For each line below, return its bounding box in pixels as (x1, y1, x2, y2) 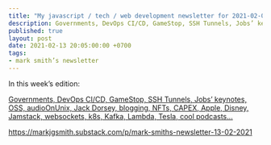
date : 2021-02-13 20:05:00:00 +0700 (8, 42, 131, 50)
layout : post (8, 34, 52, 43)
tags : (8, 49, 27, 57)
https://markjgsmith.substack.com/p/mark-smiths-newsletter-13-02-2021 (8, 126, 252, 137)
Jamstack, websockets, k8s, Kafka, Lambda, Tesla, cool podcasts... (8, 111, 234, 121)
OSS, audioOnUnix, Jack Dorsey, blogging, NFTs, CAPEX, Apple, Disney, (8, 102, 249, 113)
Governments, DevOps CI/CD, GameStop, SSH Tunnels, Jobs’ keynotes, (8, 94, 248, 104)
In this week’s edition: (8, 78, 81, 89)
